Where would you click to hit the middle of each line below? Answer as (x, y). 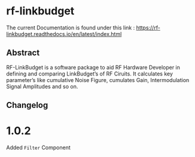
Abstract (23, 53)
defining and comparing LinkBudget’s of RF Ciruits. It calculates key (90, 74)
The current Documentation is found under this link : (71, 28)
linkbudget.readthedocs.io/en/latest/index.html (64, 34)
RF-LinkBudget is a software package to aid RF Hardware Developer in (93, 67)
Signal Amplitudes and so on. (42, 86)
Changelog (27, 105)
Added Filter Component (38, 147)
